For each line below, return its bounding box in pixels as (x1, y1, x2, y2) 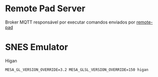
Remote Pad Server (5, 3, 86, 14)
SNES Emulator (5, 42, 68, 53)
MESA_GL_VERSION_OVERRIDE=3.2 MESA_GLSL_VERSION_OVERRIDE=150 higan (5, 67, 149, 72)
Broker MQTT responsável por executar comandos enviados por (5, 19, 135, 25)
